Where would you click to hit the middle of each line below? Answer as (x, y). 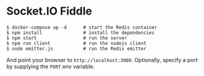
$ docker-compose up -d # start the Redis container (82, 27)
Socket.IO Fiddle (49, 11)
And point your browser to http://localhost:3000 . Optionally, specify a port (102, 60)
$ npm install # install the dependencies (81, 33)
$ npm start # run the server (67, 38)
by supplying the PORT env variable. (51, 66)
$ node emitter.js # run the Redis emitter (77, 49)
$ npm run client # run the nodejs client (77, 43)
